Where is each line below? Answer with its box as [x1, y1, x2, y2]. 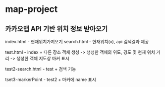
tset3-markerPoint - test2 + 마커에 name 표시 [5, 77, 97, 83]
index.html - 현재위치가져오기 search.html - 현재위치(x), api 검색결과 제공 [5, 39, 149, 44]
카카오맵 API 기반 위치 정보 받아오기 [5, 24, 108, 33]
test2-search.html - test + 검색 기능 [5, 66, 76, 72]
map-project [5, 3, 58, 15]
